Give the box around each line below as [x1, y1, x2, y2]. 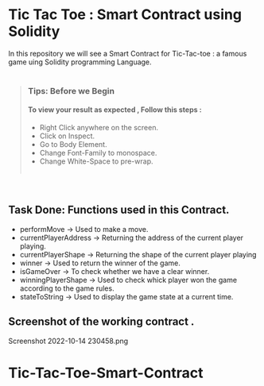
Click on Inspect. [39, 131, 95, 141]
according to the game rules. [19, 284, 115, 293]
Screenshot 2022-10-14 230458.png [8, 336, 129, 345]
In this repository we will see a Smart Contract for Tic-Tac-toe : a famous [8, 48, 247, 58]
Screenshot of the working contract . [8, 315, 195, 329]
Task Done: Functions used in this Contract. [8, 203, 230, 217]
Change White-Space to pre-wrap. [39, 156, 153, 166]
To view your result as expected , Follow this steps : [27, 105, 202, 114]
